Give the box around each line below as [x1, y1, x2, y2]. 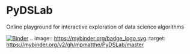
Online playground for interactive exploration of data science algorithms [6, 23, 185, 30]
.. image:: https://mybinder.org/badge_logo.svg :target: [29, 34, 166, 42]
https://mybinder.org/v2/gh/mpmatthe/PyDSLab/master [6, 41, 144, 48]
